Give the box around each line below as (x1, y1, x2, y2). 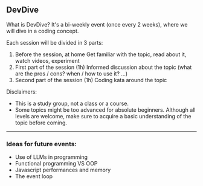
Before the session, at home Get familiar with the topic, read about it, (14, 51, 187, 58)
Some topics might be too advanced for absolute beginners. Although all (14, 106, 196, 114)
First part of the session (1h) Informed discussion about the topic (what (14, 63, 192, 71)
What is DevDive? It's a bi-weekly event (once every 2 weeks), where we (6, 21, 188, 28)
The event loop (14, 173, 53, 180)
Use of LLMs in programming (14, 153, 88, 161)
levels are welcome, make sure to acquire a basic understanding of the (14, 112, 192, 120)
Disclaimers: (6, 88, 37, 95)
